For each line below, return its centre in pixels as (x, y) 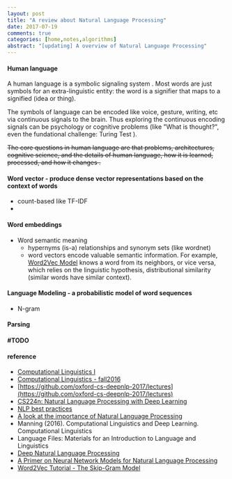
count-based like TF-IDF (53, 201)
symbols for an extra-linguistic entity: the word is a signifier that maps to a (114, 91)
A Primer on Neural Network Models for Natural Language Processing (117, 461)
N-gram (29, 308)
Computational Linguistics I (56, 372)
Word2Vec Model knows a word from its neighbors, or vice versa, (122, 262)
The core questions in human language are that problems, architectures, (111, 148)
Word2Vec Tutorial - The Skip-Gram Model (79, 468)
